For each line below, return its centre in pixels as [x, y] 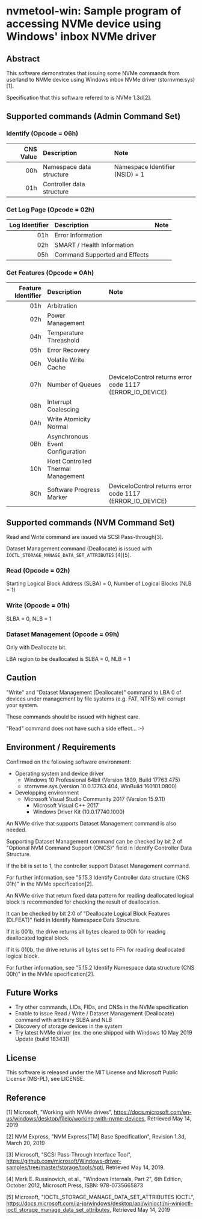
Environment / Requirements [61, 747]
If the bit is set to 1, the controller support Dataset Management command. [98, 866]
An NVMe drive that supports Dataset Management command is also [91, 823]
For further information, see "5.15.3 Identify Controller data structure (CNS [98, 877]
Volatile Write [66, 360]
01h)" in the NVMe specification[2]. [50, 884]
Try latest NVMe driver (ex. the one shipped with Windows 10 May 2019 [103, 1033]
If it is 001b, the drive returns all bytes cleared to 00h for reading [86, 931]
